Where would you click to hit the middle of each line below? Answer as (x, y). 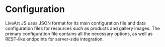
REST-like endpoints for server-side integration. (55, 39)
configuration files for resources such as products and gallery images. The (82, 28)
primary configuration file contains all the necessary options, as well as (79, 33)
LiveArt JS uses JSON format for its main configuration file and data (75, 23)
